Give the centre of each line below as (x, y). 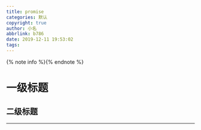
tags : (13, 45)
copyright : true (26, 23)
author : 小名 (22, 28)
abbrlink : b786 (25, 34)
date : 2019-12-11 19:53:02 (40, 39)
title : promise (25, 12)
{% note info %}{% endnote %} (45, 62)
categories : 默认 (27, 17)
